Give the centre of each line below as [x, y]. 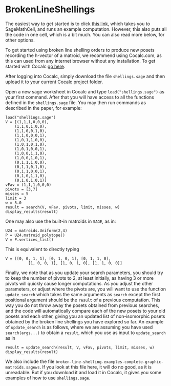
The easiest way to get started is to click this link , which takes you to [78, 24]
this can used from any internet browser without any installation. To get [80, 61]
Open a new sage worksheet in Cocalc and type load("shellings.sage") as [85, 91]
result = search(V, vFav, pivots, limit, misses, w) [63, 207]
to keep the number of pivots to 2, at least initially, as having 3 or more [80, 278]
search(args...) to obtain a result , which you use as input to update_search [86, 333]
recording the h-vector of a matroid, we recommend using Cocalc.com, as [84, 55]
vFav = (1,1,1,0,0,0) [28, 185]
